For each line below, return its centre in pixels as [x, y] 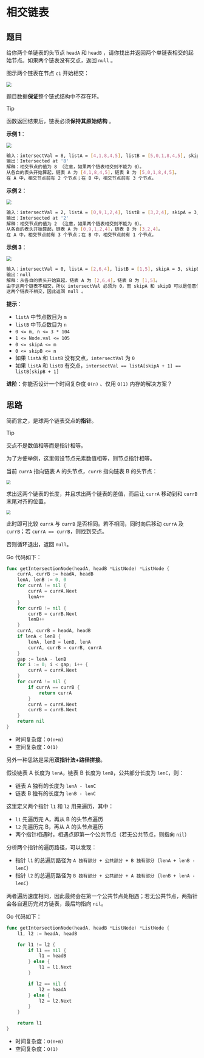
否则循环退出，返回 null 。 [39, 544]
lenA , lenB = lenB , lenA [59, 642]
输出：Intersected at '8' [38, 161]
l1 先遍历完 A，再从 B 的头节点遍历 [59, 819]
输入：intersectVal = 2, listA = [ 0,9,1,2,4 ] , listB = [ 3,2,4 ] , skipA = [99, 212]
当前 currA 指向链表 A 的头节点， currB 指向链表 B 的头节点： [82, 472]
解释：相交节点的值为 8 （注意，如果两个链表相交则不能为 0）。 [75, 167]
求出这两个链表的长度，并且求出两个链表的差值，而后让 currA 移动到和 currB [102, 493]
